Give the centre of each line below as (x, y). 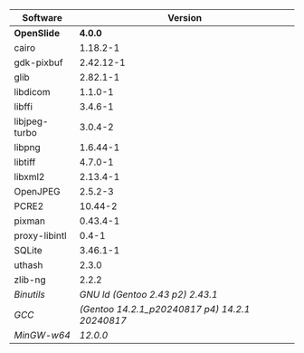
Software (43, 18)
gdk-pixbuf (38, 62)
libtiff (25, 162)
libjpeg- (31, 121)
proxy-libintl (40, 236)
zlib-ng (30, 280)
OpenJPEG (37, 191)
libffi (24, 106)
